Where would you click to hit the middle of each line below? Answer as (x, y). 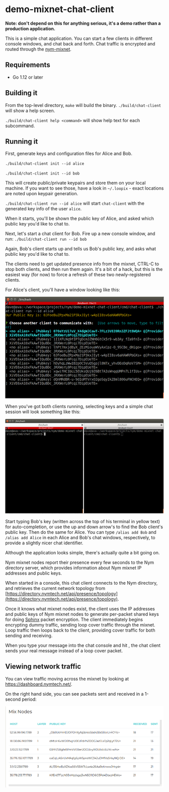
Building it (21, 93)
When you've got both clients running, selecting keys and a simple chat (79, 406)
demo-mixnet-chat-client (60, 9)
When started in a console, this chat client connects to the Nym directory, (81, 583)
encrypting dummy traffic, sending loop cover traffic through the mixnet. (80, 625)
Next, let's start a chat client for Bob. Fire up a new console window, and (80, 234)
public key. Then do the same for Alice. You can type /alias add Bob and (81, 532)
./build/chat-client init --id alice (45, 164)
